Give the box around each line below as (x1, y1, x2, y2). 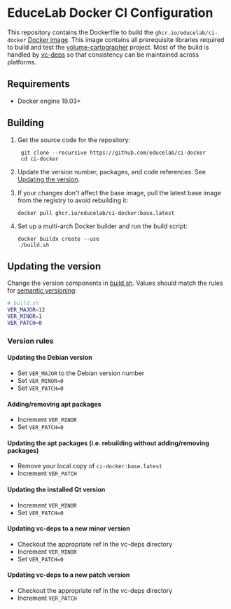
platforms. (7, 57, 37, 66)
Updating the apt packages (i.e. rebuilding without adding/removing (7, 439, 210, 447)
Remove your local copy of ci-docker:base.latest (17, 462, 162, 470)
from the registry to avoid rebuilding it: (17, 196, 128, 204)
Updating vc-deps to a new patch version (7, 570, 130, 579)
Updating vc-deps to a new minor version (7, 524, 131, 533)
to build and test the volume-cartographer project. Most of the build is (7, 43, 209, 51)
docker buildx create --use (17, 235, 99, 242)
